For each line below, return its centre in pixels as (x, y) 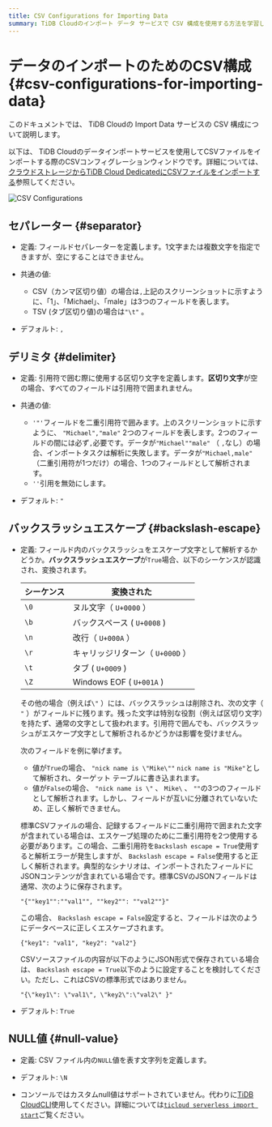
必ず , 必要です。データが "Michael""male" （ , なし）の (164, 443)
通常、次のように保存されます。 (73, 886)
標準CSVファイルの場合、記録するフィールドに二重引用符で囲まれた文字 (141, 825)
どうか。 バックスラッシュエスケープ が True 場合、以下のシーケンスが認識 (140, 559)
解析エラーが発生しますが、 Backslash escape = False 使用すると (143, 856)
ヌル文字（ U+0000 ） (112, 607)
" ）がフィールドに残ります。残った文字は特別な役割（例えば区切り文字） (141, 713)
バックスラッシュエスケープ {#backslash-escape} (135, 529)
